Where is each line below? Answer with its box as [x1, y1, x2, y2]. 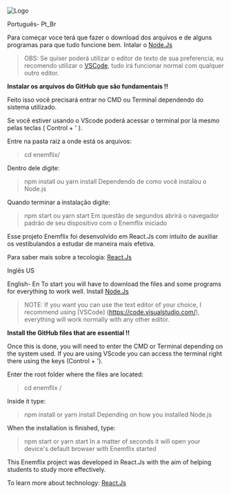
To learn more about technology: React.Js [7, 479, 126, 487]
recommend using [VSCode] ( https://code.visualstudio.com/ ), [23, 308, 200, 316]
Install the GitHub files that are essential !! [7, 329, 130, 337]
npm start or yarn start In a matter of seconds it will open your [23, 437, 201, 446]
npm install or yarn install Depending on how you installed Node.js [23, 410, 212, 419]
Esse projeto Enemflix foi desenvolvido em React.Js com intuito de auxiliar [7, 232, 219, 240]
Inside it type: [7, 397, 46, 405]
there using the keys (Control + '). [7, 357, 103, 365]
